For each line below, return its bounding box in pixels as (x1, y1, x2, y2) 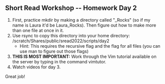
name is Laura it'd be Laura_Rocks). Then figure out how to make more (12, 22, 157, 28)
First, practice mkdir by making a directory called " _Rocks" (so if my (12, 17, 151, 23)
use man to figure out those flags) (19, 48, 89, 54)
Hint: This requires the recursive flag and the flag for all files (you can (19, 43, 161, 49)
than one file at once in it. (12, 27, 64, 33)
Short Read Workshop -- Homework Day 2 (5, 4, 137, 12)
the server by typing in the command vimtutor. (12, 58, 107, 64)
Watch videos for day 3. (12, 64, 61, 70)
